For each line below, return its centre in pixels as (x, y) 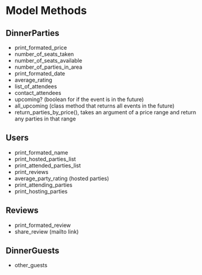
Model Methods (46, 11)
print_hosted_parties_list (45, 159)
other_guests (31, 265)
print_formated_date (40, 73)
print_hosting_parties (41, 191)
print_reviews (31, 172)
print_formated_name (41, 152)
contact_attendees (38, 93)
